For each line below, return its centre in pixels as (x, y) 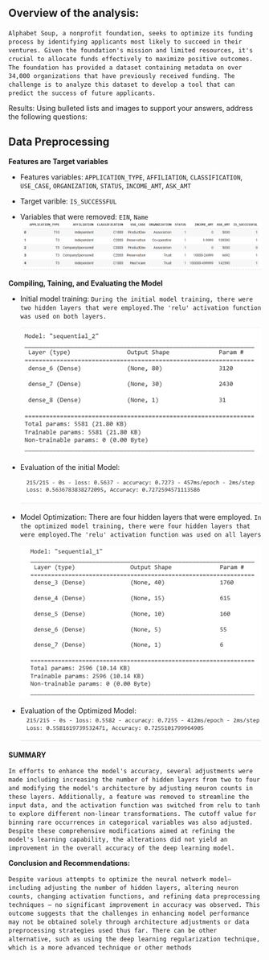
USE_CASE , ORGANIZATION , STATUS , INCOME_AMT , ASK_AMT (105, 185)
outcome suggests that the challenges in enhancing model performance (129, 913)
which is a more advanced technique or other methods (100, 948)
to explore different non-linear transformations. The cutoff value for (132, 814)
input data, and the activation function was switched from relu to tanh (134, 805)
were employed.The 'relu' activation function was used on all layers (141, 534)
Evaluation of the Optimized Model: (78, 711)
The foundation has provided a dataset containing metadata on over (125, 68)
